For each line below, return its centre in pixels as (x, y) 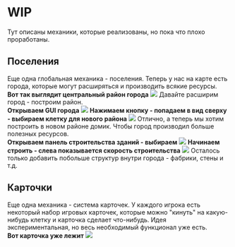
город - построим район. (45, 102)
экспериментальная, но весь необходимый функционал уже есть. (108, 227)
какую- (217, 212)
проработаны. (29, 39)
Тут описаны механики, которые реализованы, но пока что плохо (106, 32)
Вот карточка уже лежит (46, 235)
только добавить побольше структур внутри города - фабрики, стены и (115, 158)
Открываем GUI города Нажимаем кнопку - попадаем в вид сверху (117, 110)
